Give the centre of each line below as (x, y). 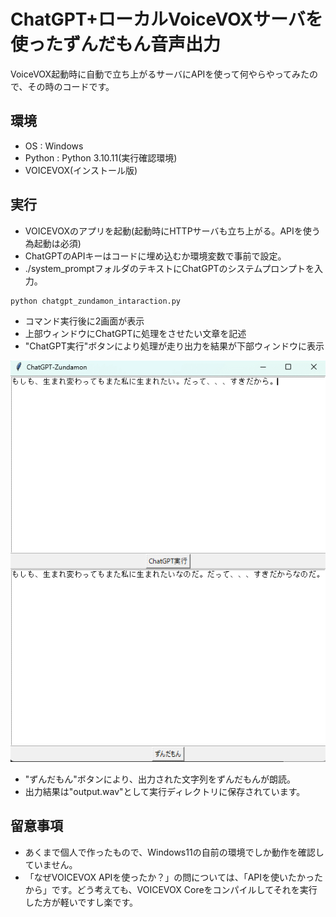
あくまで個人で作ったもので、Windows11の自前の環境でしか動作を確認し (174, 852)
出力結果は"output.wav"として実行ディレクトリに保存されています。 (165, 791)
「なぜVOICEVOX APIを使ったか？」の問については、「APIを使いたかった (174, 877)
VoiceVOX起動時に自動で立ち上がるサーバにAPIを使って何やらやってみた (160, 74)
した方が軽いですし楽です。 (81, 902)
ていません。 (51, 864)
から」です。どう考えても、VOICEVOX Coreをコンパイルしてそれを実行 (171, 889)
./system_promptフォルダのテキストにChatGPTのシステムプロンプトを (169, 268)
